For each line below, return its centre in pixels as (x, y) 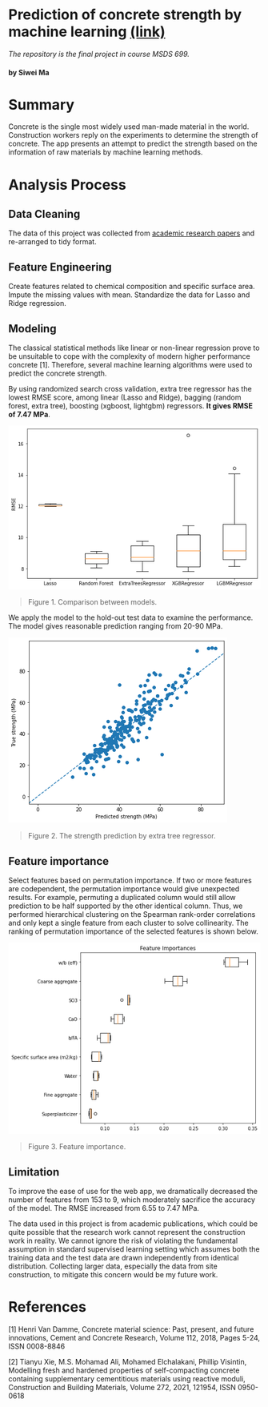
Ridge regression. (37, 304)
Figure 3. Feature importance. (77, 1147)
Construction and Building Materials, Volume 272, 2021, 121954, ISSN (122, 1388)
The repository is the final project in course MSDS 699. (99, 54)
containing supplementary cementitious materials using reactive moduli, (127, 1379)
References (47, 1307)
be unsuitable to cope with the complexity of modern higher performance (129, 356)
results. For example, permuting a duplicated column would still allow (122, 898)
